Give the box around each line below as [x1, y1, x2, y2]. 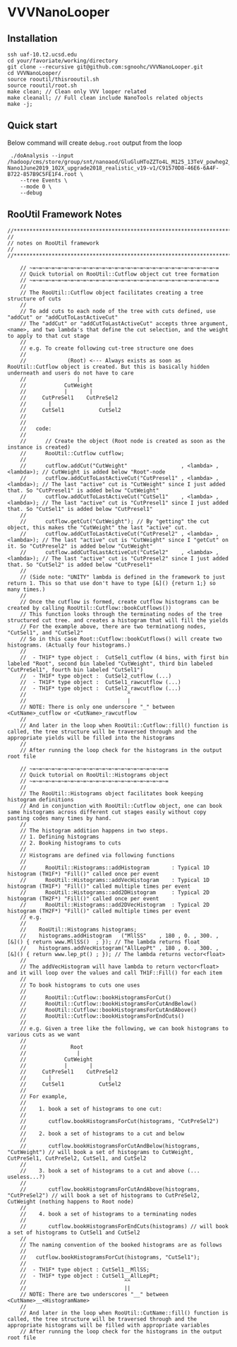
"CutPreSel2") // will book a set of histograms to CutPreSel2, [7, 1192, 200, 1199]
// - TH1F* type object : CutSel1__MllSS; [20, 1266, 150, 1273]
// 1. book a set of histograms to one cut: [20, 1105, 162, 1112]
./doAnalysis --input [10, 152, 74, 159]
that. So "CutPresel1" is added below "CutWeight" [7, 487, 159, 494]
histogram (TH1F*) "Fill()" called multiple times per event [7, 883, 191, 890]
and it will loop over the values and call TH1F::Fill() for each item [7, 969, 222, 976]
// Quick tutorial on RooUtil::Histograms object [20, 771, 169, 778]
